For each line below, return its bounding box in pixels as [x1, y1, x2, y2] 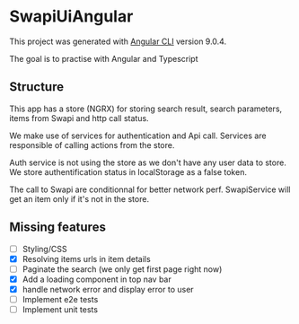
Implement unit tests [22, 303, 99, 315]
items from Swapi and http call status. [9, 112, 150, 123]
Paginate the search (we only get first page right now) [22, 263, 223, 275]
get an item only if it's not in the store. [9, 193, 150, 204]
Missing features [9, 220, 106, 235]
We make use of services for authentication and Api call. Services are [9, 130, 267, 141]
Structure [9, 79, 65, 95]
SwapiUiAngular [9, 6, 134, 27]
